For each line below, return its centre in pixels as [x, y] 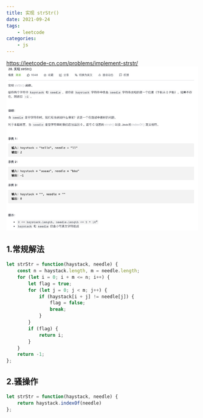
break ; [58, 309]
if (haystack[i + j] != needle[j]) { [87, 297]
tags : [13, 26]
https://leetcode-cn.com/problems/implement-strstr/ [72, 63]
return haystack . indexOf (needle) [60, 403]
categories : [21, 39]
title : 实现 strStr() [33, 13]
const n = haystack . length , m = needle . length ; [78, 271]
